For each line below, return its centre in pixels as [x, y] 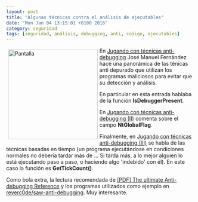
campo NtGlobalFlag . [126, 125]
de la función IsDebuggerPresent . [142, 101]
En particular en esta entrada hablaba [146, 94]
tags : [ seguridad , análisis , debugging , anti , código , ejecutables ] [93, 34]
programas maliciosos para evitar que [146, 76]
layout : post [22, 12]
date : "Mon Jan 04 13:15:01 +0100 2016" [57, 23]
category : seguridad [32, 28]
